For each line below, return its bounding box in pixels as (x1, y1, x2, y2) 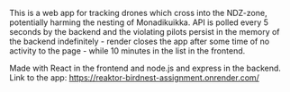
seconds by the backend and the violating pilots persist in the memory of (9, 27, 281, 37)
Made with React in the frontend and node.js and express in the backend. (9, 63, 282, 73)
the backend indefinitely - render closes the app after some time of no (9, 36, 270, 46)
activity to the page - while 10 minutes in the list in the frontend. (9, 46, 246, 56)
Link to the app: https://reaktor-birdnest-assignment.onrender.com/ (9, 72, 259, 83)
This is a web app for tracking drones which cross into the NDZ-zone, (9, 8, 267, 18)
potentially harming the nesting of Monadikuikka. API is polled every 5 (9, 17, 268, 28)
